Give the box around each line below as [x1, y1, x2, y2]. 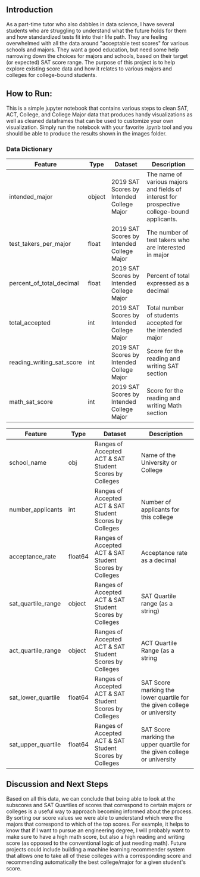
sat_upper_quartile [9, 740, 61, 748]
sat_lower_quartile [9, 693, 60, 702]
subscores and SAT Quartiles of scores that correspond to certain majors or [6, 801, 192, 808]
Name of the [140, 450, 176, 459]
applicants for [140, 505, 180, 514]
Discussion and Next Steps [6, 779, 108, 789]
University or [140, 458, 177, 467]
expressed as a [146, 279, 189, 287]
